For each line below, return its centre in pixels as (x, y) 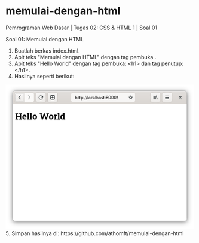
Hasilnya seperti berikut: (44, 76)
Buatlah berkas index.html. (47, 51)
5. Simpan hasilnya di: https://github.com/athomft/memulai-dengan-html (95, 233)
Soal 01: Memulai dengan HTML (45, 39)
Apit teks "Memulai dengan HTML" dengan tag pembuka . (85, 57)
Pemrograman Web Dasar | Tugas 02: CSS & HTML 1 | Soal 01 (82, 28)
